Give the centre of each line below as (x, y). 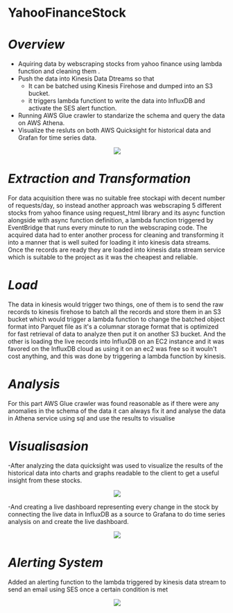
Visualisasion (48, 447)
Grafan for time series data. (57, 138)
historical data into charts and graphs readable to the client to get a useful (113, 473)
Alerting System (55, 563)
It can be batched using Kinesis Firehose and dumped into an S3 (121, 86)
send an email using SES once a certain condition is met (88, 589)
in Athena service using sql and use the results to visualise (92, 418)
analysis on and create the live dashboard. (68, 521)
